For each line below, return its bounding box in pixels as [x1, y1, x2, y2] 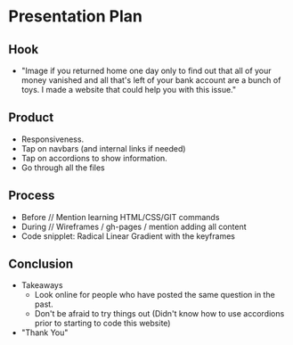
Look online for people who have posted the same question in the [34, 290, 275, 300]
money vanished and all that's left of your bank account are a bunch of [20, 75, 281, 86]
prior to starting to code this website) [34, 318, 171, 329]
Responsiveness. [20, 134, 85, 144]
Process [8, 188, 55, 203]
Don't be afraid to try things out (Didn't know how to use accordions [34, 308, 285, 319]
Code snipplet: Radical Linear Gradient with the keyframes [20, 230, 235, 242]
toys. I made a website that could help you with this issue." [20, 85, 237, 94]
